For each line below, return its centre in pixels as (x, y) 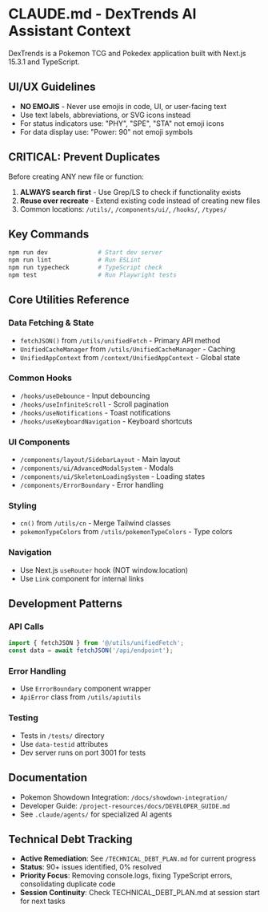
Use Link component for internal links (82, 578)
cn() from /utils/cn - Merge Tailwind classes (95, 523)
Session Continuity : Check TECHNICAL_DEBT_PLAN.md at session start (140, 893)
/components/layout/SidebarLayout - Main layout (100, 460)
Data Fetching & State (51, 323)
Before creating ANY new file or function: (76, 176)
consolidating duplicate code (68, 884)
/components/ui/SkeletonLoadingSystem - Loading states (112, 476)
